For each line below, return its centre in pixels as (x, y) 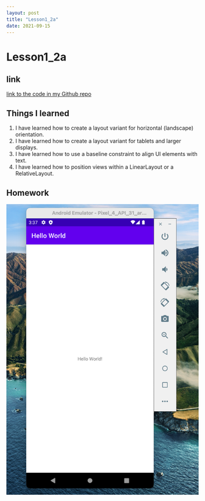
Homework (28, 193)
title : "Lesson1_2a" (33, 19)
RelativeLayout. (34, 174)
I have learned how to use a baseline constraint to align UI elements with (106, 154)
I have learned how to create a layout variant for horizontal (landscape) (104, 128)
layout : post (23, 13)
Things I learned (38, 113)
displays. (27, 147)
